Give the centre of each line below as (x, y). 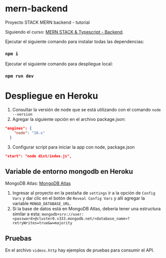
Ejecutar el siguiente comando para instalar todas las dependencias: (75, 41)
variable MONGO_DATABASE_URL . (42, 204)
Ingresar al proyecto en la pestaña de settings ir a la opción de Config (84, 193)
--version (22, 114)
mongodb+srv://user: (63, 214)
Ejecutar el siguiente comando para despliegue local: (59, 64)
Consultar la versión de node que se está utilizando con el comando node (86, 110)
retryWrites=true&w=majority (42, 223)
